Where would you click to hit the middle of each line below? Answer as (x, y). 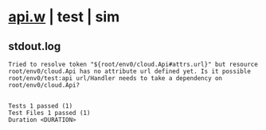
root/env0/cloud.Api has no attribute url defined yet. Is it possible (129, 71)
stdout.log (35, 46)
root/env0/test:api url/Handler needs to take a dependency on (115, 78)
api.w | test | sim (64, 17)
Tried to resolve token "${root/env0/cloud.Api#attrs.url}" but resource (133, 64)
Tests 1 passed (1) (41, 106)
